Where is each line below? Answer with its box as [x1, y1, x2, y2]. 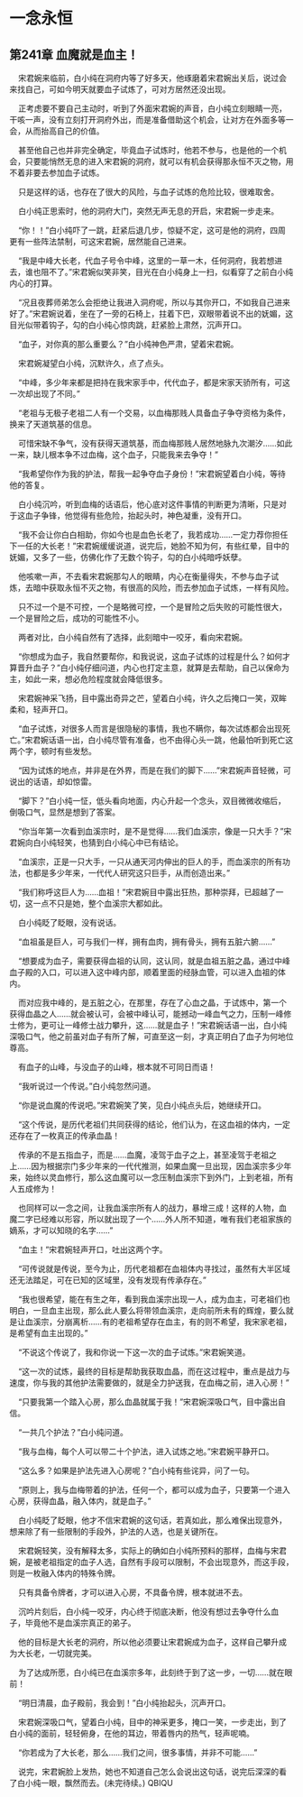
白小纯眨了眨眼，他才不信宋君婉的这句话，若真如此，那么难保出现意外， [17, 1515, 287, 1525]
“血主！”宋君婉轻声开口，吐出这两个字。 [17, 1244, 169, 1255]
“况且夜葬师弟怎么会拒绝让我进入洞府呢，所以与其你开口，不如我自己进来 [17, 297, 290, 308]
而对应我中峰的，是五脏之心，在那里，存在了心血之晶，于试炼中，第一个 [17, 998, 287, 1008]
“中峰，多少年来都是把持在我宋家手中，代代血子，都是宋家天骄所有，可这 [17, 377, 290, 388]
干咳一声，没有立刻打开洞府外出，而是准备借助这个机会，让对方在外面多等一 [9, 115, 294, 124]
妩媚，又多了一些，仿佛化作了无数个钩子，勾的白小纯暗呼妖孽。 [9, 552, 246, 562]
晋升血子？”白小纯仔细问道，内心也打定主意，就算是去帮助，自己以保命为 [16, 662, 290, 673]
